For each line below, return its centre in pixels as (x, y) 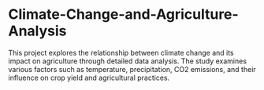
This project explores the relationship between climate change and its (121, 52)
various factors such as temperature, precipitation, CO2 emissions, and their (132, 69)
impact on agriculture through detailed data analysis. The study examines (127, 61)
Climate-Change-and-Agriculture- (123, 14)
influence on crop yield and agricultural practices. (89, 77)
